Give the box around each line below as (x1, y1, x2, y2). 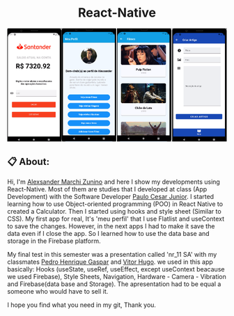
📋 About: (7, 155, 50, 168)
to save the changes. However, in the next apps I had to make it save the (7, 222, 215, 230)
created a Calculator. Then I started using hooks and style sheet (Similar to (7, 207, 221, 216)
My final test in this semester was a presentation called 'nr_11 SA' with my (7, 251, 217, 259)
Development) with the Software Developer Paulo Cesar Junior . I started (7, 193, 214, 201)
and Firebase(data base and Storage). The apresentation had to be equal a (7, 280, 221, 288)
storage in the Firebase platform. (7, 237, 101, 245)
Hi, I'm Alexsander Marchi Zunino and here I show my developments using (7, 177, 221, 186)
